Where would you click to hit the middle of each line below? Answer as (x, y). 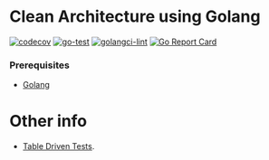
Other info (48, 122)
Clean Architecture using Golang (135, 17)
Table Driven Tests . (58, 146)
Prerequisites (39, 65)
